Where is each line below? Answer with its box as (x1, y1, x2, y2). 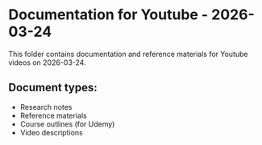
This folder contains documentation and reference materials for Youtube (8, 49, 248, 58)
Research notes (19, 102, 73, 111)
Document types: (8, 81, 98, 95)
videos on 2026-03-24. (8, 58, 86, 67)
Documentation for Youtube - (8, 6, 209, 24)
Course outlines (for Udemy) (19, 119, 115, 129)
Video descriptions (19, 127, 83, 137)
